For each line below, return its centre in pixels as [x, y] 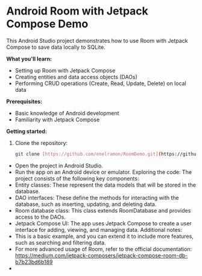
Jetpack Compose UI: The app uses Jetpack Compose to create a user [103, 223]
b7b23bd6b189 [34, 262]
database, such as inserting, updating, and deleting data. [86, 204]
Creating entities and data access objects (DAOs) [76, 77]
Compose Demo [47, 24]
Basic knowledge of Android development [67, 113]
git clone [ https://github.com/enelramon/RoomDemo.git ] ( [88, 154]
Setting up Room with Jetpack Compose [65, 70]
